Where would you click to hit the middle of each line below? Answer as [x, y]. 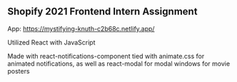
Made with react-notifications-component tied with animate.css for [106, 56]
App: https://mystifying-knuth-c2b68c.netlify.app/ [81, 28]
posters [19, 71]
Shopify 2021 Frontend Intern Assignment [102, 12]
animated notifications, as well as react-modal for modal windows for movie [119, 64]
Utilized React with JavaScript [51, 42]
